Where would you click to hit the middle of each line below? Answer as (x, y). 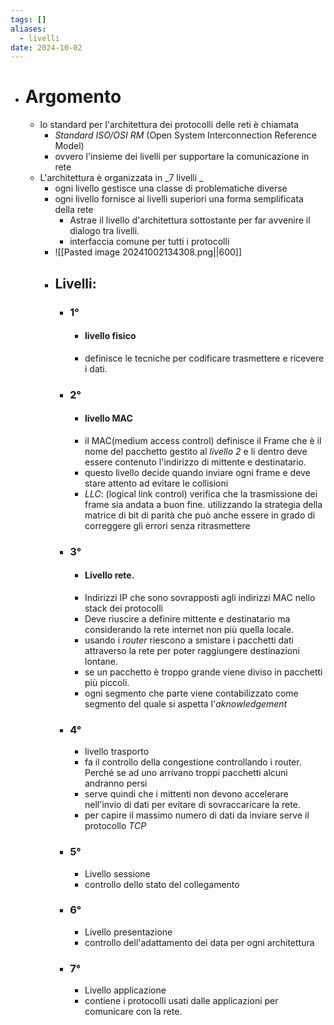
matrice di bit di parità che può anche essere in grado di (200, 515)
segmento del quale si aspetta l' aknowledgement (186, 703)
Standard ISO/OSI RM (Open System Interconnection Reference (185, 135)
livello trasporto (117, 752)
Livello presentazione (128, 932)
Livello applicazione (125, 990)
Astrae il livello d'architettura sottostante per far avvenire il (190, 220)
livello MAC (108, 418)
